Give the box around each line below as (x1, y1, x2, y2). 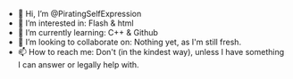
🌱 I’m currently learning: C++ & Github (17, 28, 159, 37)
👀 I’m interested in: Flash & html (17, 18, 134, 28)
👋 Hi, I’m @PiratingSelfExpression (17, 9, 142, 19)
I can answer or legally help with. (17, 59, 140, 70)
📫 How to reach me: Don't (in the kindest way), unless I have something (17, 47, 284, 57)
